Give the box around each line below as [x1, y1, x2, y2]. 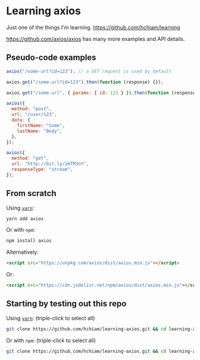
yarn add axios [6, 216, 44, 222]
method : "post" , [11, 106, 52, 112]
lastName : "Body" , [17, 128, 62, 134]
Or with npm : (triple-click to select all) [6, 337, 96, 344]
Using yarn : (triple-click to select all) [6, 314, 95, 321]
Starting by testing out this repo [6, 299, 127, 309]
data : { [11, 117, 31, 123]
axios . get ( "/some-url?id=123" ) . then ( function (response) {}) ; [6, 79, 164, 85]
